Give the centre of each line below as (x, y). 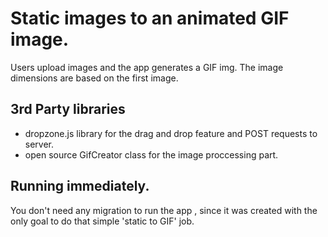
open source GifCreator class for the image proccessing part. (151, 154)
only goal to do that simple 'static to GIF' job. (102, 221)
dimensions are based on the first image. (94, 78)
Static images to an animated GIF (150, 18)
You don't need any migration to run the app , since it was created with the (164, 210)
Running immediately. (80, 186)
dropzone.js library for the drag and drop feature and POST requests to (171, 133)
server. (39, 144)
